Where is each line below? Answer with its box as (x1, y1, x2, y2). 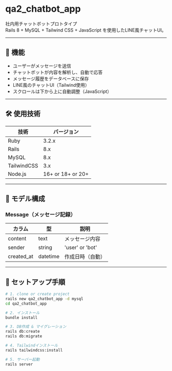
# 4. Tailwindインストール (5, 343, 58, 348)
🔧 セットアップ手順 (5, 277, 66, 286)
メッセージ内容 (64, 236, 101, 243)
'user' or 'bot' (64, 244, 97, 251)
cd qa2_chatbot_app (5, 301, 47, 306)
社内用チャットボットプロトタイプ (5, 20, 77, 27)
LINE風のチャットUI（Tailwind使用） (12, 82, 90, 88)
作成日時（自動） (64, 253, 106, 261)
